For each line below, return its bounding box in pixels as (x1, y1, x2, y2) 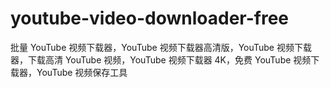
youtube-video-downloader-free (10, 7, 290, 30)
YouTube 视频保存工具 (36, 66, 128, 78)
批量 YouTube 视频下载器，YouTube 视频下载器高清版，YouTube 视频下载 (10, 41, 312, 53)
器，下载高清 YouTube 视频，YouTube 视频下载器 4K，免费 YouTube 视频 (10, 53, 312, 66)
